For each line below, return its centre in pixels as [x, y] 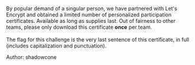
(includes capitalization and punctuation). [57, 46]
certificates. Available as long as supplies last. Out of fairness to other [91, 21]
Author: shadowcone [32, 57]
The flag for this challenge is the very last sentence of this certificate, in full [98, 40]
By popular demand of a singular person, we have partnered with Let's [92, 8]
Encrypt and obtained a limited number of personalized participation [89, 15]
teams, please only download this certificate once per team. [79, 27]
